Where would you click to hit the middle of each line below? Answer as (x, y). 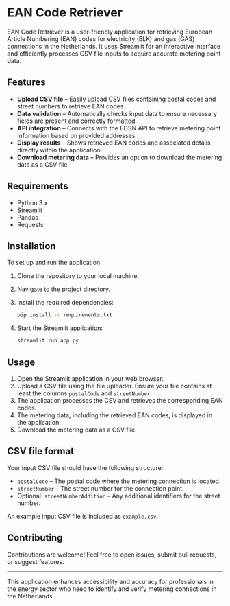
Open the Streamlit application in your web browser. (90, 378)
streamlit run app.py (48, 341)
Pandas (28, 217)
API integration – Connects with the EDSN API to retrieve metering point (119, 128)
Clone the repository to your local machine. (78, 276)
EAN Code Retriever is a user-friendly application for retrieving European (110, 32)
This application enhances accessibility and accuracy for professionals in (111, 581)
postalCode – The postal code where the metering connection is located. (119, 481)
